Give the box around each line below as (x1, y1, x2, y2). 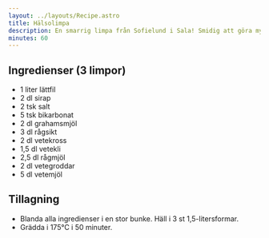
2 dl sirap (19, 93, 51, 103)
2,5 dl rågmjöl (19, 153, 66, 162)
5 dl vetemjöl (19, 169, 62, 180)
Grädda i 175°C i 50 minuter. (19, 222, 113, 232)
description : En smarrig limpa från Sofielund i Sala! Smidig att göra (8, 26, 252, 34)
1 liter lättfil (19, 85, 56, 94)
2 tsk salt (19, 101, 50, 112)
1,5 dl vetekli (19, 145, 62, 154)
